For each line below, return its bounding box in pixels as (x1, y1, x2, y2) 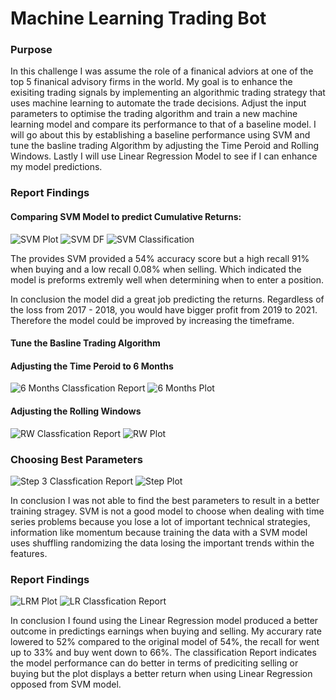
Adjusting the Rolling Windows (10, 405, 142, 417)
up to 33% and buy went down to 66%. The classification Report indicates (10, 647, 317, 659)
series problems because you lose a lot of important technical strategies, (10, 515, 311, 527)
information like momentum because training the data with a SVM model (10, 526, 308, 538)
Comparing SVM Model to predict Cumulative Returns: (10, 211, 242, 222)
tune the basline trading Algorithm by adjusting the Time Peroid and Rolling (10, 140, 320, 152)
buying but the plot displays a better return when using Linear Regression (10, 668, 313, 680)
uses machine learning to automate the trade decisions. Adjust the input (10, 97, 307, 109)
